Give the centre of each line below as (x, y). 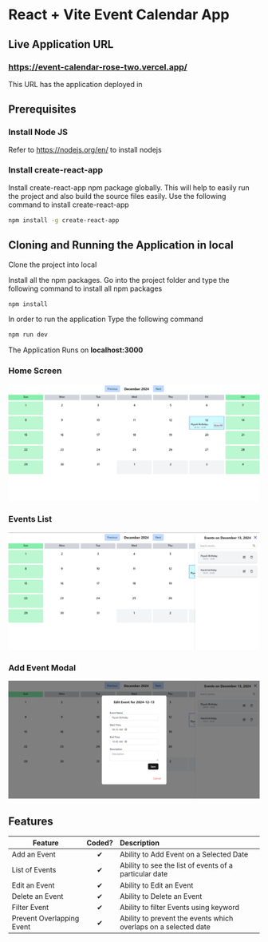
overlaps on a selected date (165, 927)
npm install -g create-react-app (64, 220)
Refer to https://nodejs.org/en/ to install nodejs (85, 149)
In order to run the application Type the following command (106, 319)
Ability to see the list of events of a (176, 865)
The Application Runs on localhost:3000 (76, 350)
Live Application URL (61, 44)
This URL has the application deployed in (75, 84)
